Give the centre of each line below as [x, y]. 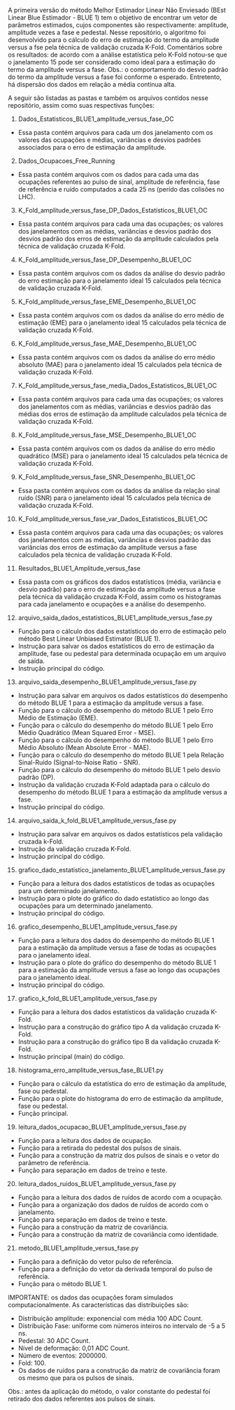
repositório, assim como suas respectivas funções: [81, 105]
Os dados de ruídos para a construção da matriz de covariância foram [119, 1370]
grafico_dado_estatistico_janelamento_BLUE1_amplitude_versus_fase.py [122, 870]
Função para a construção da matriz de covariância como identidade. [118, 1234]
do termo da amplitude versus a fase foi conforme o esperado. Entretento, [115, 77]
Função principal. [43, 1113]
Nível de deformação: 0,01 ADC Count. [74, 1348]
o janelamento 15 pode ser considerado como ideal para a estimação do [112, 62]
